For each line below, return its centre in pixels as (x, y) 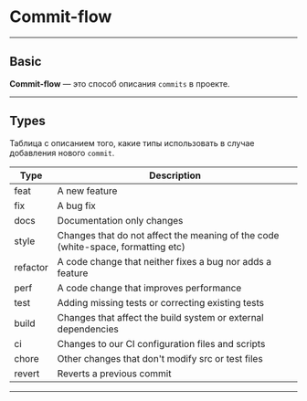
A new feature (87, 191)
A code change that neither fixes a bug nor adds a (164, 261)
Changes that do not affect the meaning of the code (168, 235)
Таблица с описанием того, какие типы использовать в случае (132, 142)
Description (175, 175)
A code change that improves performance (149, 288)
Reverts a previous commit (114, 374)
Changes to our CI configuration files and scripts (161, 343)
